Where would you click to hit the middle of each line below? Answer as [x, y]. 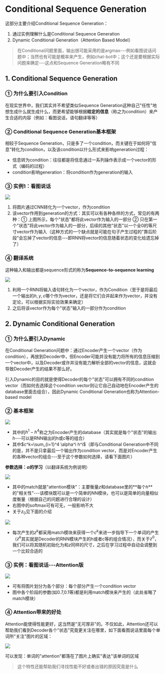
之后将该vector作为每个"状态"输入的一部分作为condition [69, 308]
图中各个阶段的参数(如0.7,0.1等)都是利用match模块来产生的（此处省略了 [84, 592]
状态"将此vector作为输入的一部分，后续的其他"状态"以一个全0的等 [86, 226]
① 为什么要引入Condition [36, 94]
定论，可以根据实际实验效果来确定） [49, 302]
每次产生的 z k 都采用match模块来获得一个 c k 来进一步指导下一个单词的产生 [85, 532]
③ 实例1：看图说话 [28, 186]
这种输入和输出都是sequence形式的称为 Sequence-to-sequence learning [80, 270]
